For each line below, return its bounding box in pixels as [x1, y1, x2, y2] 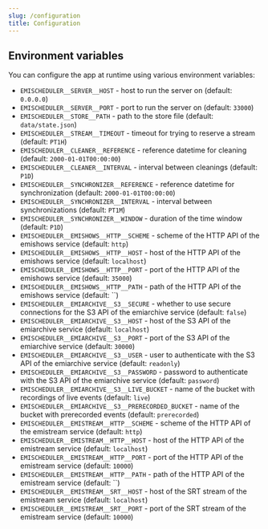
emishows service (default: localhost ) [19, 256, 147, 266]
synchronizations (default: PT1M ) [19, 205, 126, 215]
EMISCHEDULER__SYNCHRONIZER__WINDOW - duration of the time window [19, 214, 243, 223]
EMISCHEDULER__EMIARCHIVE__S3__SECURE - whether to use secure [19, 299, 231, 309]
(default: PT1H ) [19, 137, 67, 147]
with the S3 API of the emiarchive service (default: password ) [19, 376, 220, 385]
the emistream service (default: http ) [19, 427, 143, 437]
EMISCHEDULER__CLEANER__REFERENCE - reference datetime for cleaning [19, 145, 247, 155]
